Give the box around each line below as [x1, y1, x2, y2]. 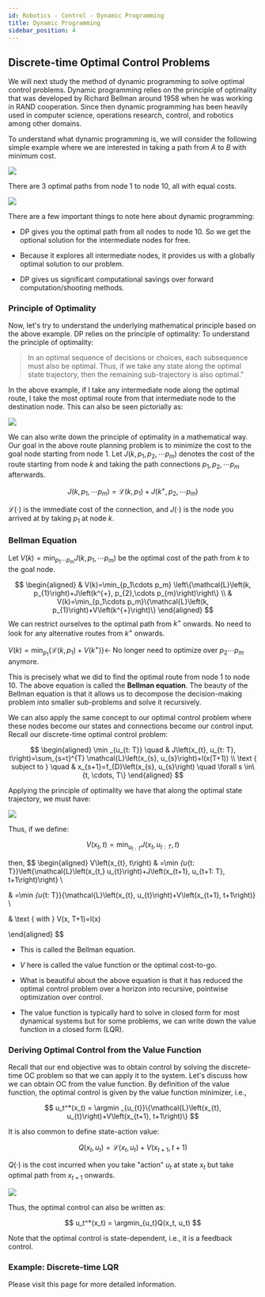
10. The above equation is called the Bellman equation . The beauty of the [8, 680, 248, 690]
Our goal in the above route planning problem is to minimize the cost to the [8, 441, 252, 451]
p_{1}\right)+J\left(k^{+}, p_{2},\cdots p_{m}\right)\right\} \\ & [33, 588, 233, 597]
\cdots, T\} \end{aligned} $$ [91, 770, 184, 780]
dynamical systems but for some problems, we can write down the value [19, 1016, 257, 1026]
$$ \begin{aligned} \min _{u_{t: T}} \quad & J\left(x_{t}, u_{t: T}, [30, 745, 236, 754]
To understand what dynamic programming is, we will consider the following [8, 134, 257, 144]
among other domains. [8, 119, 82, 129]
